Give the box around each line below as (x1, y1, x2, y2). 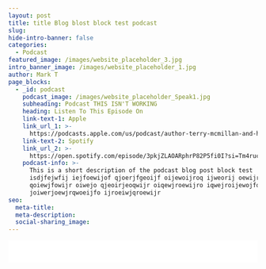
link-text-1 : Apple (22, 115, 87, 123)
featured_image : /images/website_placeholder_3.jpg (8, 56, 182, 64)
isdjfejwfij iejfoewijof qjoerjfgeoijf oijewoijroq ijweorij (28, 174, 236, 183)
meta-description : (15, 211, 77, 219)
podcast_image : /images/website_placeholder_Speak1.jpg (22, 93, 211, 101)
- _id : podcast (15, 85, 66, 94)
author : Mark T (8, 71, 59, 79)
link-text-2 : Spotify (22, 136, 93, 145)
